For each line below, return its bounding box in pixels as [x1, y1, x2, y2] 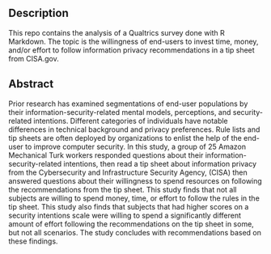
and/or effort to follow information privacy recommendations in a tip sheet [8, 44, 255, 55]
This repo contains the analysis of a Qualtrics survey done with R [8, 28, 225, 37]
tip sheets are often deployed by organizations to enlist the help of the [8, 133, 243, 142]
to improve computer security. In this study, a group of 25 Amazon [25, 142, 247, 151]
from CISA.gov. [8, 53, 59, 63]
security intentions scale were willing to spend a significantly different [8, 210, 241, 220]
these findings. [8, 236, 58, 246]
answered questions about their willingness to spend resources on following [8, 176, 263, 185]
